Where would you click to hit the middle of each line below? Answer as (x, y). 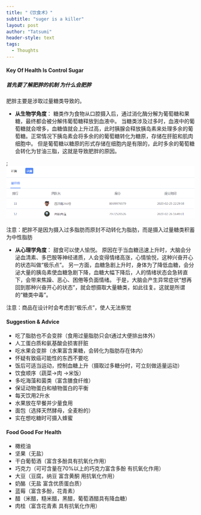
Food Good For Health (34, 432)
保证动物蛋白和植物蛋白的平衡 (51, 388)
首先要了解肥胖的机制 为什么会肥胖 (49, 85)
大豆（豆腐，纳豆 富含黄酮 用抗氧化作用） (66, 476)
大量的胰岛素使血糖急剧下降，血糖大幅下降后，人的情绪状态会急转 (101, 272)
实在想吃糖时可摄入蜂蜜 (44, 418)
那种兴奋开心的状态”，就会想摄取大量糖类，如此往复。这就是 (100, 287)
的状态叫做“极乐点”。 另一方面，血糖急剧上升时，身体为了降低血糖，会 (102, 265)
